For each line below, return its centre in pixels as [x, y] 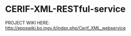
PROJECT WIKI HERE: [27, 23]
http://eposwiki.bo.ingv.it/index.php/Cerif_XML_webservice [65, 28]
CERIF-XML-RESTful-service [65, 9]
